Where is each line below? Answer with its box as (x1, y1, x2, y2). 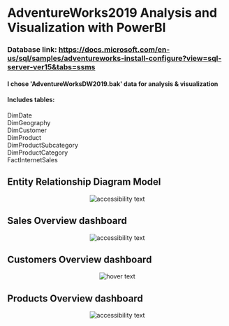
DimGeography (7, 118, 51, 127)
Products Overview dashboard (7, 292, 143, 304)
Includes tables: (7, 96, 55, 104)
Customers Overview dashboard (7, 253, 152, 265)
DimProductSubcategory (7, 141, 79, 149)
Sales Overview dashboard (7, 215, 128, 227)
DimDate (7, 111, 33, 120)
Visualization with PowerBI (7, 20, 166, 36)
